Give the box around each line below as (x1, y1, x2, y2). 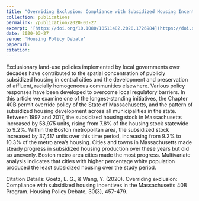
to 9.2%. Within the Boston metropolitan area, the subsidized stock (6, 126, 169, 133)
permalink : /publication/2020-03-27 (6, 20, 97, 25)
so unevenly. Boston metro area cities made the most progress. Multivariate (6, 151, 191, 158)
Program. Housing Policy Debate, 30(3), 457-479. (6, 187, 128, 195)
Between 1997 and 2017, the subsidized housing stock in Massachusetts (6, 114, 182, 121)
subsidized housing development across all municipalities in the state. (6, 107, 176, 114)
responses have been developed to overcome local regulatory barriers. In (6, 88, 185, 95)
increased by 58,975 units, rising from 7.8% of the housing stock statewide (6, 119, 188, 127)
